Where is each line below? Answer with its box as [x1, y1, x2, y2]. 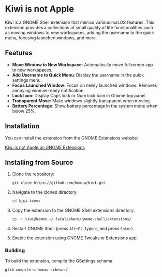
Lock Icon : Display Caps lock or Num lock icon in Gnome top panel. [12, 92, 147, 98]
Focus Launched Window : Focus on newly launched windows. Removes [12, 82, 157, 88]
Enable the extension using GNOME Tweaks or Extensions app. [12, 235, 138, 241]
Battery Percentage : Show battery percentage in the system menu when [12, 103, 158, 108]
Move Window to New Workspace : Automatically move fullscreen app [12, 62, 153, 67]
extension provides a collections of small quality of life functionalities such [5, 24, 153, 30]
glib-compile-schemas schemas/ [5, 267, 68, 272]
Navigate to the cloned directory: [12, 189, 78, 195]
